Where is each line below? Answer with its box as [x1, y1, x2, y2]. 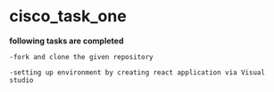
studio [9, 75, 34, 85]
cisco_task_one [9, 6, 127, 27]
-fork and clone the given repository [9, 52, 154, 61]
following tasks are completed [9, 35, 124, 46]
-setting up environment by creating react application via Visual [9, 68, 266, 77]
